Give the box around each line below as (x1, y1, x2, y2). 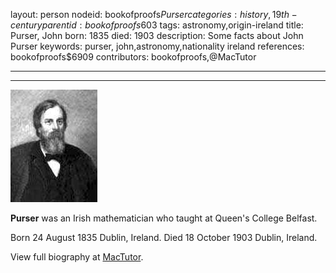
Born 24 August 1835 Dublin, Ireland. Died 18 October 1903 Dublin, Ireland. (10, 232, 318, 243)
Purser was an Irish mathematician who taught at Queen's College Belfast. (10, 212, 318, 224)
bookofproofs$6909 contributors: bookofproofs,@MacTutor (10, 51, 257, 63)
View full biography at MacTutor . (10, 251, 144, 263)
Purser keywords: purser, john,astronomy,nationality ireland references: (10, 40, 305, 52)
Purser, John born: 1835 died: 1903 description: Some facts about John (10, 30, 304, 41)
